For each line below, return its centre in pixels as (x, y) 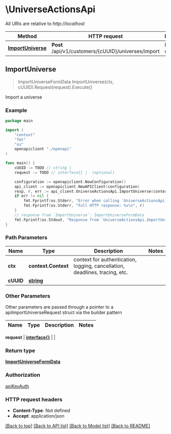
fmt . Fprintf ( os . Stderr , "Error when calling (72, 201)
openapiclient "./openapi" (43, 149)
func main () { (20, 163)
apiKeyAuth (17, 386)
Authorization (23, 375)
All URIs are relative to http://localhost (45, 24)
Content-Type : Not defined (41, 410)
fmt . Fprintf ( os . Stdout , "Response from (57, 220)
